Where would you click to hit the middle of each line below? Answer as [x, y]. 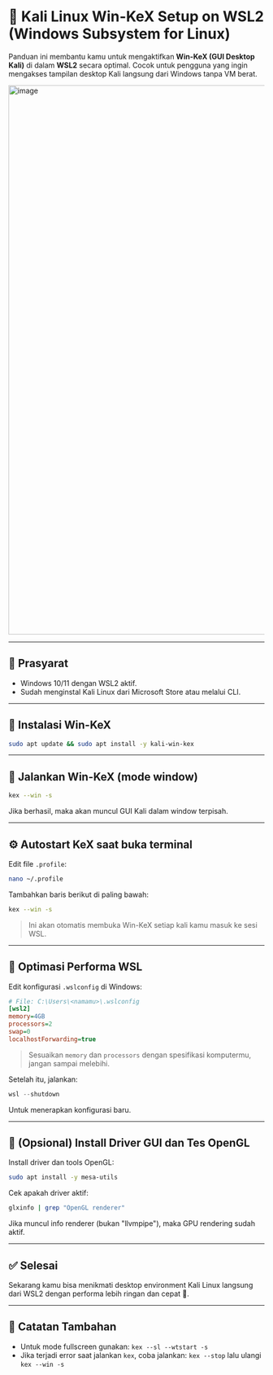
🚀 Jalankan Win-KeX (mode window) [103, 777]
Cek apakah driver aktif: [49, 1193]
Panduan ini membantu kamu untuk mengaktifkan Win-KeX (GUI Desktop [132, 56]
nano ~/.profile [36, 879]
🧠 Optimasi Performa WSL [76, 967]
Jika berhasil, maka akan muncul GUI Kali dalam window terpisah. [119, 811]
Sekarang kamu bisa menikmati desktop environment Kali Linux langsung [131, 1285]
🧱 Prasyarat [39, 663]
